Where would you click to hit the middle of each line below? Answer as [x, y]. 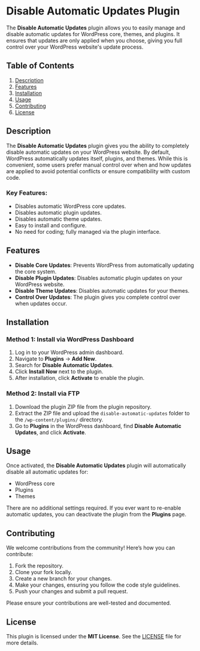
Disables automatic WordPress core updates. [70, 206]
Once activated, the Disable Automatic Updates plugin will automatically [96, 466]
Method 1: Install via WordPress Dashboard [70, 339]
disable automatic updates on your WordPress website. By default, [88, 152]
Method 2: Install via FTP [43, 394]
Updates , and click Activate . [51, 432]
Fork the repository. [39, 566]
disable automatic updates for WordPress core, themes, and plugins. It [93, 34]
